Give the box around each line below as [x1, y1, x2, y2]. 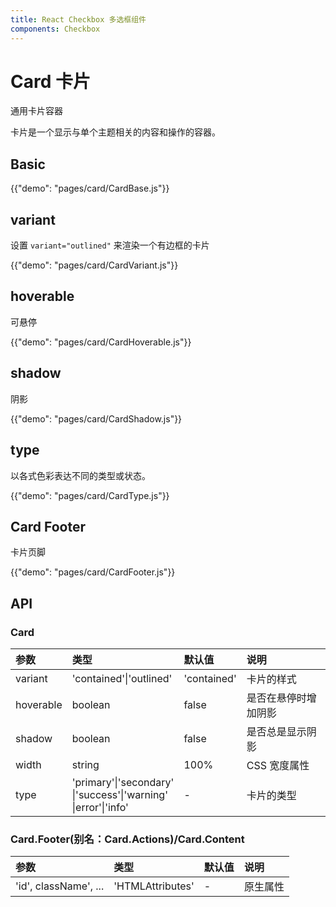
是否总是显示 [246, 725, 307, 738]
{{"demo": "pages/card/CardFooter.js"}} [10, 566, 176, 578]
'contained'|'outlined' [71, 672, 173, 685]
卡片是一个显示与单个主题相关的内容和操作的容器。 [10, 126, 221, 138]
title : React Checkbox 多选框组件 [10, 14, 147, 25]
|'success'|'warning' [71, 788, 168, 801]
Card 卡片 [10, 70, 91, 93]
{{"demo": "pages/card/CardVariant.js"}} [10, 259, 179, 271]
